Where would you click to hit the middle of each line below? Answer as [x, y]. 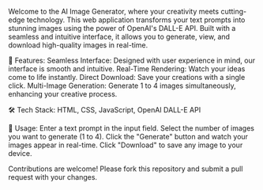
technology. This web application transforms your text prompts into [136, 20]
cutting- [234, 11]
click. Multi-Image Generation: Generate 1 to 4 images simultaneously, [122, 85]
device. [20, 153]
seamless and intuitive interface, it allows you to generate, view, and [119, 36]
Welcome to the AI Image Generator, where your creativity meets [114, 11]
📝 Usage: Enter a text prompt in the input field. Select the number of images [131, 128]
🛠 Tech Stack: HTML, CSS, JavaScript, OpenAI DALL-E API [105, 110]
